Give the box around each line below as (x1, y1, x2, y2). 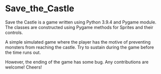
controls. (5, 29, 23, 35)
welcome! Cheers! (5, 64, 42, 70)
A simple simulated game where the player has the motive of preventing (5, 39, 151, 45)
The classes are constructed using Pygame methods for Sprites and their (5, 24, 154, 30)
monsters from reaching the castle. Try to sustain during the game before (5, 44, 154, 50)
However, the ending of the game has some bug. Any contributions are (5, 59, 149, 65)
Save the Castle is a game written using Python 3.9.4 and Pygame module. (5, 19, 157, 25)
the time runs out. (5, 49, 41, 55)
